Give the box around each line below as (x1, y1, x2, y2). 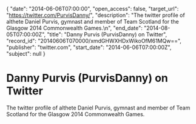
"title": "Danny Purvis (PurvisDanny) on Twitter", (47, 31, 167, 38)
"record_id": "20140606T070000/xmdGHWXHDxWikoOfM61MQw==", (6, 38, 182, 44)
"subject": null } (6, 50, 46, 57)
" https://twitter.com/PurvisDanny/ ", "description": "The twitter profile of (6, 11, 185, 19)
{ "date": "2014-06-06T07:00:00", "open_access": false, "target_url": (6, 5, 179, 12)
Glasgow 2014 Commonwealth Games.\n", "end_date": (6, 24, 143, 31)
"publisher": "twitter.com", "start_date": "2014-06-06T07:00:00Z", (6, 44, 172, 51)
